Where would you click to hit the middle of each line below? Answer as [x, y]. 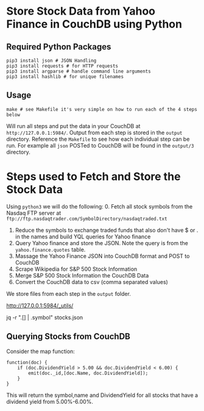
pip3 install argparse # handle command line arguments [79, 71]
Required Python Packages [59, 47]
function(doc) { [27, 362]
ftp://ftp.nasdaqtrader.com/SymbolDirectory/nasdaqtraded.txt [87, 219]
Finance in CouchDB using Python [94, 24]
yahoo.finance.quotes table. [50, 249]
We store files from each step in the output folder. [69, 293]
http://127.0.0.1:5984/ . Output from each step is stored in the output [94, 132]
